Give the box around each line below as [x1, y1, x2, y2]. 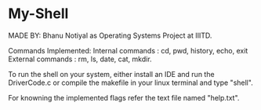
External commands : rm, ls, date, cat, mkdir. [8, 54, 152, 64]
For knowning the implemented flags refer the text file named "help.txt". [8, 93, 240, 102]
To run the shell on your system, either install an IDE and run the [8, 69, 215, 79]
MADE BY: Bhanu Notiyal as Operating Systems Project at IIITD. [8, 31, 212, 40]
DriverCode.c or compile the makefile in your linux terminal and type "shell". [8, 78, 253, 87]
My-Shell [8, 5, 69, 23]
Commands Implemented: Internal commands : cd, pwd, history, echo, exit [8, 46, 248, 55]
